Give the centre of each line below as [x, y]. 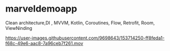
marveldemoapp [41, 9]
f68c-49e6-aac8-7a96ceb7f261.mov [44, 43]
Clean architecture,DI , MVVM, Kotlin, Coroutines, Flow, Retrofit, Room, [80, 23]
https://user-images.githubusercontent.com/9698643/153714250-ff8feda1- [85, 38]
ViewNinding [19, 28]
